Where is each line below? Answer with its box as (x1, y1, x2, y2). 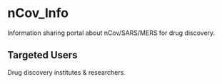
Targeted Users (7, 49, 78, 61)
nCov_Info (7, 5, 69, 21)
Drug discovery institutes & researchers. (7, 68, 126, 76)
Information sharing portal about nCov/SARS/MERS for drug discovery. (7, 28, 216, 37)
